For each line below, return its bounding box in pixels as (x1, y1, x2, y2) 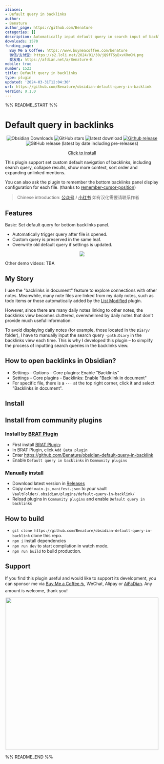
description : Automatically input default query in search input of (5, 35, 147, 40)
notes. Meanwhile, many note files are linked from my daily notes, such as (5, 292, 154, 298)
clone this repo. (31, 532, 62, 538)
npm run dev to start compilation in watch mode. (12, 543, 109, 549)
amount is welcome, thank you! (5, 587, 68, 593)
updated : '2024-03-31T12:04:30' (5, 80, 71, 84)
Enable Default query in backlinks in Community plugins (12, 457, 127, 463)
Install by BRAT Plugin (5, 430, 59, 437)
